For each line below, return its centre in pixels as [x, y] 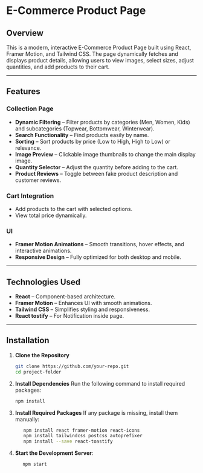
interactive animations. [43, 251]
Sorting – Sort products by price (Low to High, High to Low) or [93, 141]
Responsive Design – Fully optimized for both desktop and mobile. [98, 257]
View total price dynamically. [51, 215]
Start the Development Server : [54, 453]
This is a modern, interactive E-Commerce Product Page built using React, [99, 47]
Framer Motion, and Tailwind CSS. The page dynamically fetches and [92, 54]
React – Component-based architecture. [65, 297]
